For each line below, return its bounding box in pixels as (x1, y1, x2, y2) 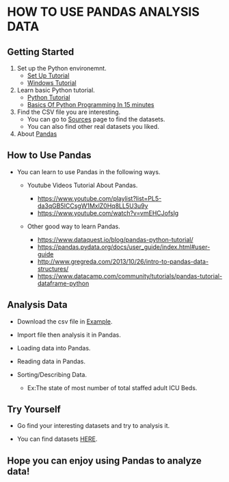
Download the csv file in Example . (16, 317, 113, 326)
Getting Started (7, 46, 75, 58)
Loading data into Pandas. (16, 344, 91, 352)
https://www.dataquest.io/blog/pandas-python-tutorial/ (37, 235, 193, 243)
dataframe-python (37, 279, 90, 287)
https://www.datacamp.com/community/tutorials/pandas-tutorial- (37, 272, 223, 280)
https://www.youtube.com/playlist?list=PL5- (37, 194, 162, 202)
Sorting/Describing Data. (16, 370, 87, 378)
